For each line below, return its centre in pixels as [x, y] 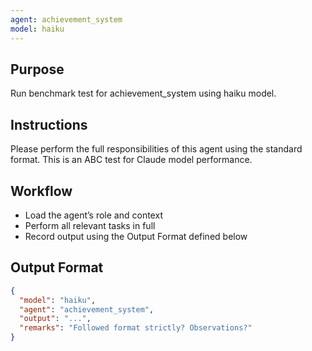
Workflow [41, 191]
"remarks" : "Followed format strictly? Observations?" [136, 328]
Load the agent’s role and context [93, 215]
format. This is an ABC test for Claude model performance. [131, 160]
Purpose [37, 69]
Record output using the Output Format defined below [136, 236]
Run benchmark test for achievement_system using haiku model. [143, 93]
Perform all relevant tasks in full [90, 225]
